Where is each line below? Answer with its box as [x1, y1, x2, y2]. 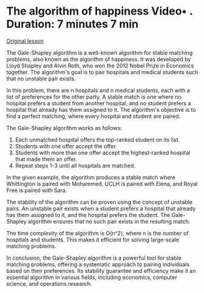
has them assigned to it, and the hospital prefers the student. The [6, 211, 171, 218]
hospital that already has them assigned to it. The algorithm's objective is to [6, 106, 196, 113]
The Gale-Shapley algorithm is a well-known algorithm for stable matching [6, 49, 193, 56]
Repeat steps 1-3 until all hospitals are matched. [15, 162, 136, 169]
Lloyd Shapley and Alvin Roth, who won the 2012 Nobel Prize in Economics [6, 62, 194, 69]
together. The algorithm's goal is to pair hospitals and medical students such [6, 68, 199, 75]
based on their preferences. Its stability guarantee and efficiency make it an [6, 267, 196, 274]
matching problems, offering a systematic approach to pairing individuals [6, 260, 190, 268]
